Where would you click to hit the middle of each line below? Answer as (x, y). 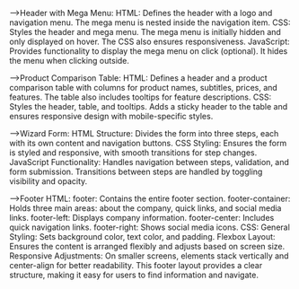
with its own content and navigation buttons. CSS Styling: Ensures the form (148, 143)
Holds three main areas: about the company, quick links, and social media (145, 208)
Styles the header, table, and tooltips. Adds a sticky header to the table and (149, 106)
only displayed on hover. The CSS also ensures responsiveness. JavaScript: (149, 41)
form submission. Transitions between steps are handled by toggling (136, 171)
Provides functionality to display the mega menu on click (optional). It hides (149, 51)
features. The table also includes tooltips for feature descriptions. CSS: (141, 97)
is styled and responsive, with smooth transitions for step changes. (133, 153)
